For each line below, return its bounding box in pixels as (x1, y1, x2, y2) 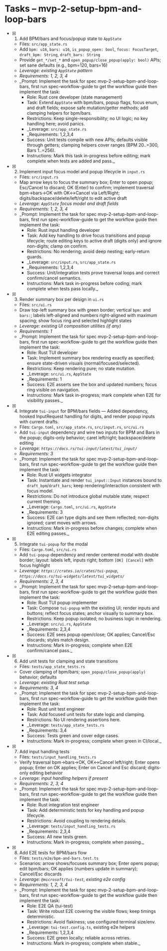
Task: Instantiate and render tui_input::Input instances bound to (26, 477, 162, 483)
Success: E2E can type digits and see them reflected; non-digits (26, 514, 159, 520)
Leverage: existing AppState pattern (19, 67, 93, 73)
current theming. (26, 498, 61, 504)
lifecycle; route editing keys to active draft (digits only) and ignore (26, 237, 162, 243)
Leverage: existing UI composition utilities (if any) (19, 323, 122, 329)
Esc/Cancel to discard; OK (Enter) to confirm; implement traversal (19, 184, 155, 190)
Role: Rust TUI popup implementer (26, 599, 98, 605)
